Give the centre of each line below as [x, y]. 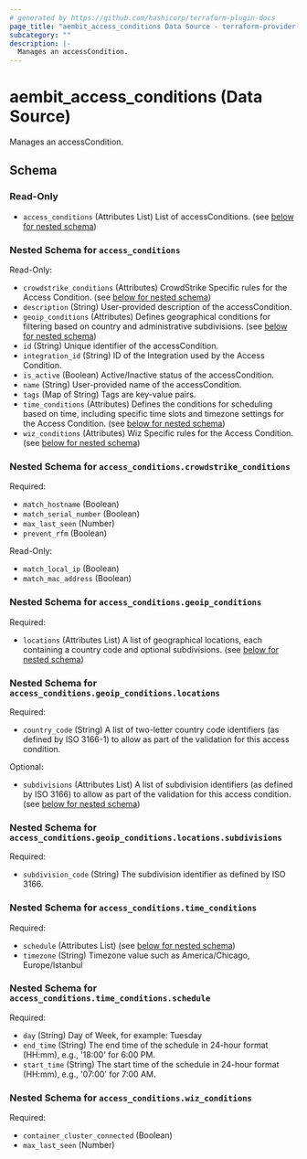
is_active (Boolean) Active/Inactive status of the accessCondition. [148, 375]
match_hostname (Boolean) [71, 505]
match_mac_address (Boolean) [77, 579]
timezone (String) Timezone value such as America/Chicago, [136, 955]
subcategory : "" [40, 35]
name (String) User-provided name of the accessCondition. [132, 385]
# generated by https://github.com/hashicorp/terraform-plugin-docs [143, 18]
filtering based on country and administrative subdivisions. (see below [155, 326]
